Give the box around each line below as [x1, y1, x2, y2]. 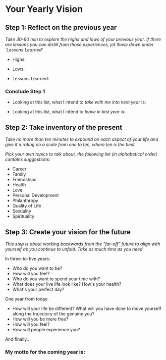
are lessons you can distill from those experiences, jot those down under [5, 42, 154, 48]
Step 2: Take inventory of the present [5, 123, 122, 132]
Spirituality [12, 213, 35, 219]
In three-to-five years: [5, 256, 51, 261]
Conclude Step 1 [5, 88, 46, 95]
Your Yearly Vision [5, 3, 83, 15]
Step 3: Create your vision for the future [5, 228, 131, 236]
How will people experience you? [12, 326, 80, 332]
